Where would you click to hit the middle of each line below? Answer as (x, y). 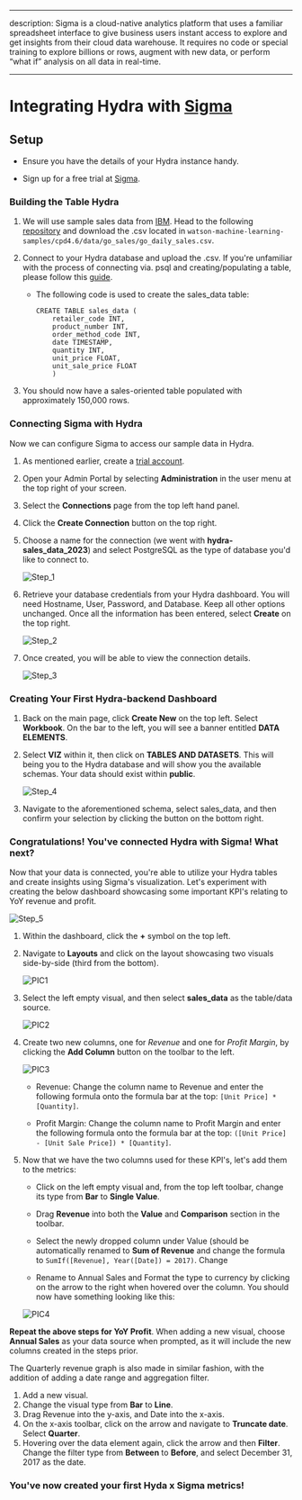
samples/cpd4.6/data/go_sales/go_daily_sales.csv (117, 241)
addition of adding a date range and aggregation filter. (109, 1378)
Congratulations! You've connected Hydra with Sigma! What (144, 841)
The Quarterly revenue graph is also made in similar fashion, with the (137, 1369)
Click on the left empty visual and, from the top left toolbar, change (160, 1187)
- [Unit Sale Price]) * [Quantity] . (103, 1143)
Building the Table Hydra (64, 202)
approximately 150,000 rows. (76, 401)
